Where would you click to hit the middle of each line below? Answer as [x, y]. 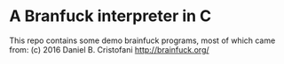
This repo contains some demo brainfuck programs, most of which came [142, 40]
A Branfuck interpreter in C [110, 16]
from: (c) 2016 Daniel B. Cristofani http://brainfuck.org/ [110, 49]
